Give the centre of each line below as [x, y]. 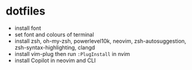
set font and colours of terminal [54, 34]
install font [28, 28]
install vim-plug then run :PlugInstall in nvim [72, 54]
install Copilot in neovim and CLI [55, 60]
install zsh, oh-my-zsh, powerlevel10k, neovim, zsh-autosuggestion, [100, 41]
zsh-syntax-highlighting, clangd [55, 47]
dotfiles [26, 11]
